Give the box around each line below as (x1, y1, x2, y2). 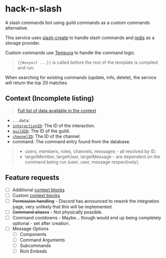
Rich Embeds (19, 248, 47, 254)
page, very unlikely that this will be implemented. (12, 203, 113, 209)
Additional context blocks (12, 186, 65, 193)
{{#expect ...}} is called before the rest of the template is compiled (17, 59, 158, 65)
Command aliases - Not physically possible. (12, 209, 103, 215)
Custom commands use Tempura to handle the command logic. (5, 50, 136, 56)
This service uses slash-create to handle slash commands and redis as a (5, 35, 155, 41)
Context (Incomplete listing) (5, 94, 94, 103)
